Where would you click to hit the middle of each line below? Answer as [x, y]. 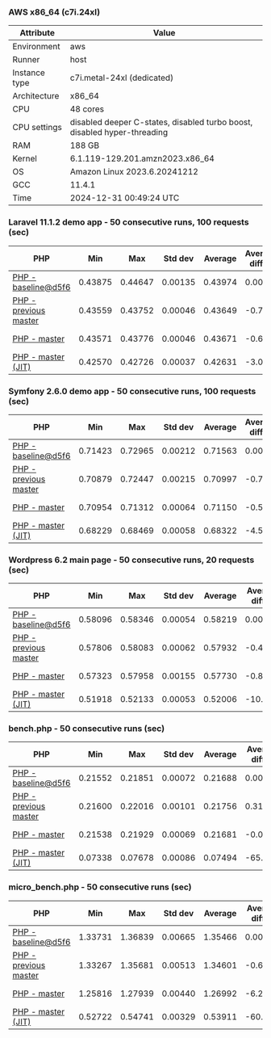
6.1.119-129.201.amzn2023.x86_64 [142, 158]
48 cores [87, 109]
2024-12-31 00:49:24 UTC [125, 198]
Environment [36, 47]
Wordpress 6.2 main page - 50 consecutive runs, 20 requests [131, 560]
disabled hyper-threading [119, 132]
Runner [26, 60]
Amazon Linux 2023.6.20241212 [134, 172]
